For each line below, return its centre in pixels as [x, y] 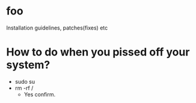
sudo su [25, 81]
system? [28, 65]
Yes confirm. [40, 94]
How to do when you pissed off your [98, 52]
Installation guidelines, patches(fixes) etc [57, 28]
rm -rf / [24, 88]
